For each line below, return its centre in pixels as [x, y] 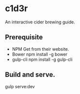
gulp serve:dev [20, 86]
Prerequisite [24, 37]
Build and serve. [30, 75]
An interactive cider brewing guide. [40, 22]
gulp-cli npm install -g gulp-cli [42, 59]
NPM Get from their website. [40, 49]
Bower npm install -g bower [40, 54]
